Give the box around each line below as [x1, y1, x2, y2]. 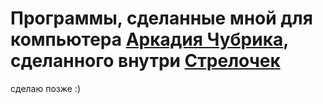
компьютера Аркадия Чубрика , [10, 28, 289, 51]
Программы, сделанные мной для [10, 7, 313, 30]
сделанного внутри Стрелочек [10, 50, 281, 72]
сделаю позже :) [10, 82, 81, 94]
